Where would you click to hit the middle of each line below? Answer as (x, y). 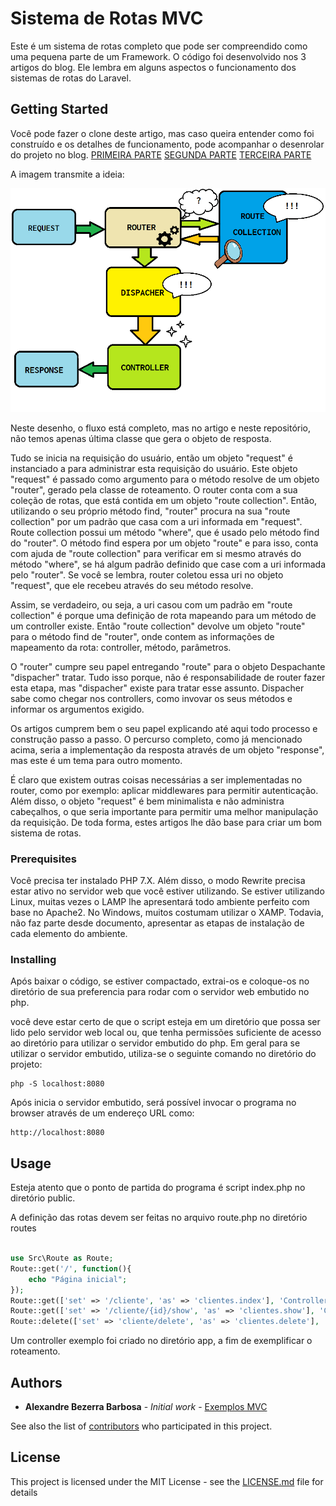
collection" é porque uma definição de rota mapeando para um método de (163, 615)
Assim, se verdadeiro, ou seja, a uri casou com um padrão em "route (151, 604)
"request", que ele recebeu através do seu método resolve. (132, 585)
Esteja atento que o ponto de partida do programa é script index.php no (158, 1188)
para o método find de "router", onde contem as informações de (142, 636)
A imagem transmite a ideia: (67, 174)
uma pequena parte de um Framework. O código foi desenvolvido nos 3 (158, 56)
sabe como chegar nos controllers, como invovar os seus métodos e (151, 698)
